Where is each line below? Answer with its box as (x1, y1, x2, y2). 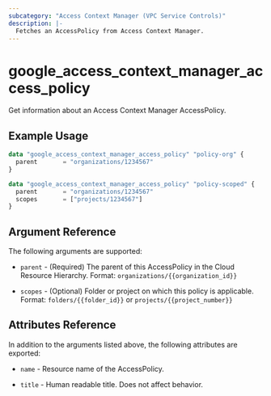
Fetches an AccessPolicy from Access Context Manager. (15, 27, 205, 35)
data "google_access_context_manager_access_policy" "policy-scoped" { (8, 179, 255, 188)
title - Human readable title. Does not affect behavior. (19, 379, 204, 389)
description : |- (8, 19, 63, 27)
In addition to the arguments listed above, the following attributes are (8, 339, 238, 349)
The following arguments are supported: (8, 246, 143, 256)
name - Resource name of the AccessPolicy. (19, 364, 164, 373)
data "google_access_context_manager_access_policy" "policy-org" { (8, 150, 244, 158)
